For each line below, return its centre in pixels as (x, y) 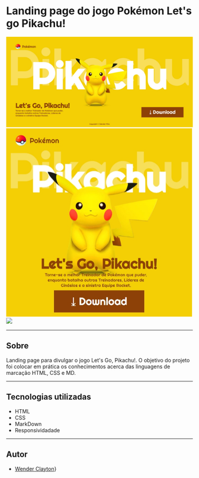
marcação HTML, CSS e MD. (41, 372)
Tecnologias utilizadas (49, 397)
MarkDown (28, 424)
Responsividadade (37, 430)
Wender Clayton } (36, 469)
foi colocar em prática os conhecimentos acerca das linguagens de (88, 367)
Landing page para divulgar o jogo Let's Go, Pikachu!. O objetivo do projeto (98, 360)
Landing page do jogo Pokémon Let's (99, 11)
